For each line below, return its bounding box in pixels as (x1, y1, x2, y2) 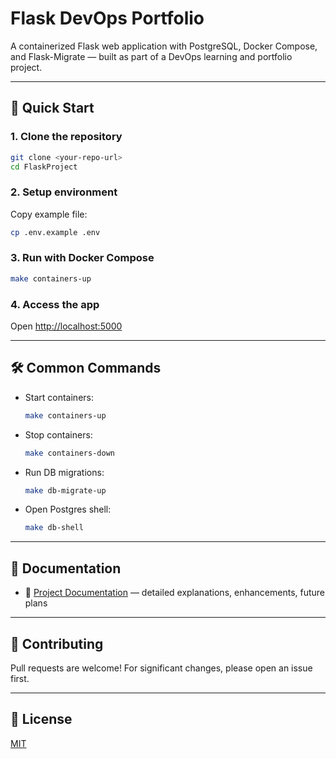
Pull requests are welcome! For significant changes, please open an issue (10, 662, 313, 674)
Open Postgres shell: (24, 503, 112, 516)
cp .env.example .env (10, 227, 101, 237)
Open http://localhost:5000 (10, 320, 123, 332)
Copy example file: (10, 208, 88, 220)
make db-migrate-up (24, 485, 107, 496)
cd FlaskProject (10, 162, 78, 172)
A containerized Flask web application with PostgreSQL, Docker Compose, (10, 40, 318, 52)
